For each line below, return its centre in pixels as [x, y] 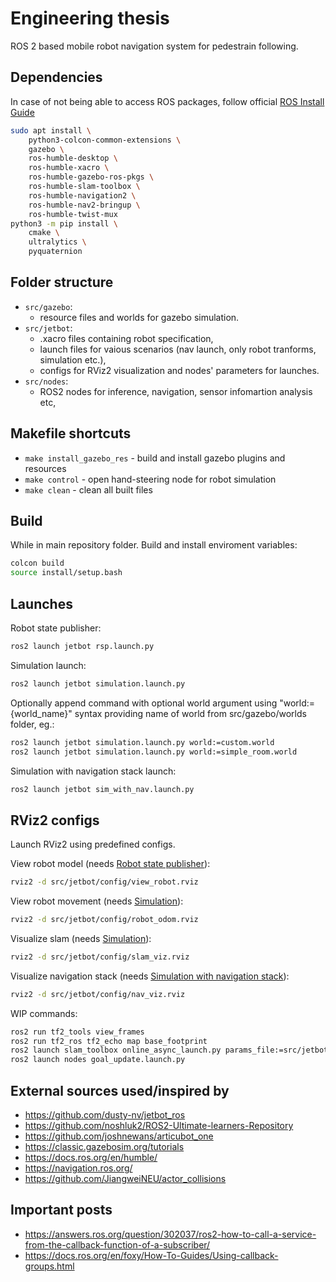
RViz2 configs [55, 820]
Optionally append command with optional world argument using [144, 703]
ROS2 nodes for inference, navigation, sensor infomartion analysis [176, 391]
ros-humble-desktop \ [73, 158]
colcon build [37, 563]
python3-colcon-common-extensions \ [105, 140]
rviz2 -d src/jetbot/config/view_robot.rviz [104, 882]
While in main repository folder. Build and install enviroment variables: [154, 545]
